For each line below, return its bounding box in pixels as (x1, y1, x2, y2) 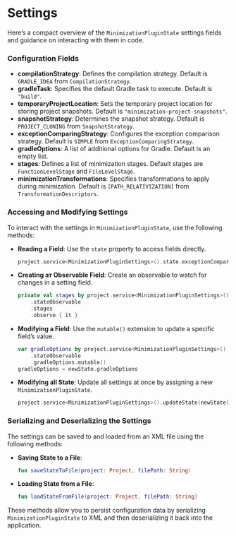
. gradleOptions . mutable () (30, 359, 107, 366)
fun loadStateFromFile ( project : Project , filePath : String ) (17, 493, 199, 501)
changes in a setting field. (17, 278, 93, 287)
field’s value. (17, 332, 54, 340)
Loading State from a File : (17, 480, 94, 488)
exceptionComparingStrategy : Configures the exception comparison (17, 129, 221, 138)
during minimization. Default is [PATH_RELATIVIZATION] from (17, 182, 190, 191)
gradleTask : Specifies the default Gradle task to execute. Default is (17, 85, 213, 93)
